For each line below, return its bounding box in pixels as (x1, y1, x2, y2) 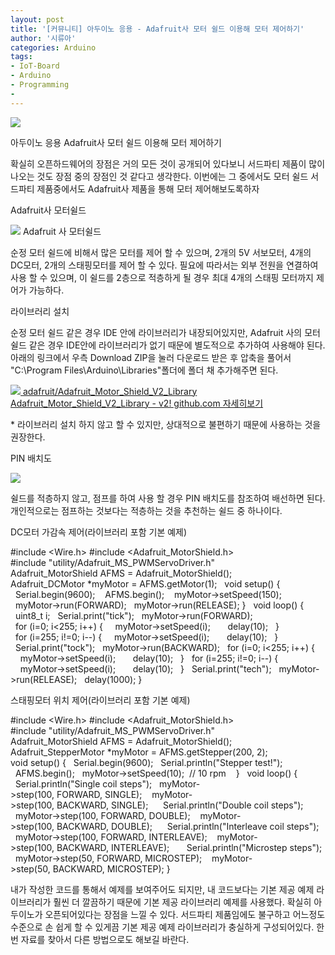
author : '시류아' (10, 33, 77, 43)
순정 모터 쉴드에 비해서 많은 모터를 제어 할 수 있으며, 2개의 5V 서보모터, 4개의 (10, 246, 312, 258)
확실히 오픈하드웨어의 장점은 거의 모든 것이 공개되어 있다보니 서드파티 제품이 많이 (10, 157, 326, 170)
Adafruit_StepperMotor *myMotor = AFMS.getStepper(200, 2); (10, 746, 268, 758)
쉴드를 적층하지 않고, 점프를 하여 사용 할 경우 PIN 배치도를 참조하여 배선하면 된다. (10, 492, 326, 504)
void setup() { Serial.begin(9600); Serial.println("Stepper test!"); (10, 756, 283, 768)
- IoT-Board (10, 61, 60, 71)
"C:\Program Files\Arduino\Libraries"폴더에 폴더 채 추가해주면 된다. (10, 364, 279, 376)
